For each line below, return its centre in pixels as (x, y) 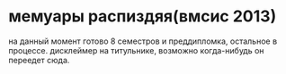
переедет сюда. (39, 60)
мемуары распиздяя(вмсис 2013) (143, 16)
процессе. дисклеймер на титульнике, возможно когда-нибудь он (136, 50)
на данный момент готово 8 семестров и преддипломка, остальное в (143, 41)
